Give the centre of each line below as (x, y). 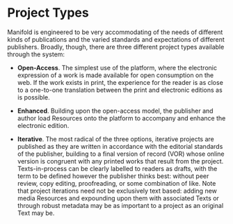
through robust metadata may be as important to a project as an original (120, 205)
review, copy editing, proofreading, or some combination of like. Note (116, 183)
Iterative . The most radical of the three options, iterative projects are (115, 139)
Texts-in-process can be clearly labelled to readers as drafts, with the (117, 168)
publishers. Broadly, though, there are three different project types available (116, 47)
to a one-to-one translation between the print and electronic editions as (120, 90)
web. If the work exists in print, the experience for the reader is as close (120, 82)
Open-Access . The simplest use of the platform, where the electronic (117, 67)
